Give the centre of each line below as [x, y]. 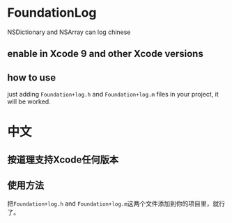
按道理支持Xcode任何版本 [63, 159]
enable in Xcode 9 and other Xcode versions [105, 54]
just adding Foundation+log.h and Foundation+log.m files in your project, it [113, 94]
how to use [32, 77]
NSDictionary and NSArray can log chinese [69, 32]
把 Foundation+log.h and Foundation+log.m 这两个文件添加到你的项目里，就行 [116, 204]
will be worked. [29, 101]
